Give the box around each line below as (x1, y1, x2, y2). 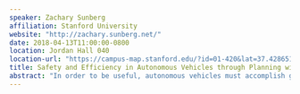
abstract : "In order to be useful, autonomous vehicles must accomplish (9, 72, 286, 81)
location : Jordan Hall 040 (9, 47, 110, 56)
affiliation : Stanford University (9, 21, 138, 30)
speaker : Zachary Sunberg (9, 13, 105, 22)
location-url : (9, 55, 62, 64)
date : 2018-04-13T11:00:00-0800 (9, 38, 129, 47)
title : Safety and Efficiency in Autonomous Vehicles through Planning (9, 64, 281, 73)
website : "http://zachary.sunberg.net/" (9, 30, 162, 38)
